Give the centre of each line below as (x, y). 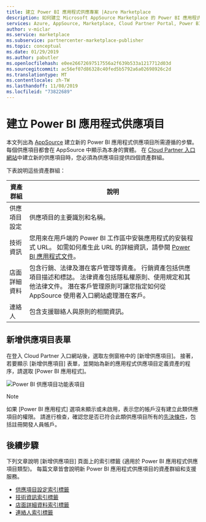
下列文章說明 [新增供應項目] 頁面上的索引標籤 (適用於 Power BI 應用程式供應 (102, 461)
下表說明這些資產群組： (36, 170)
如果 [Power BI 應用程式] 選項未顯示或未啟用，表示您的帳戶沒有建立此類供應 (102, 409)
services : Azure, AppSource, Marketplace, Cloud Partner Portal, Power (100, 23)
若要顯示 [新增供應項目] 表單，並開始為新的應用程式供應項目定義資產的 (96, 363)
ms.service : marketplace (38, 35)
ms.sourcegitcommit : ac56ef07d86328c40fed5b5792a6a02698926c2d (89, 69)
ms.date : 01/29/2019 (33, 52)
